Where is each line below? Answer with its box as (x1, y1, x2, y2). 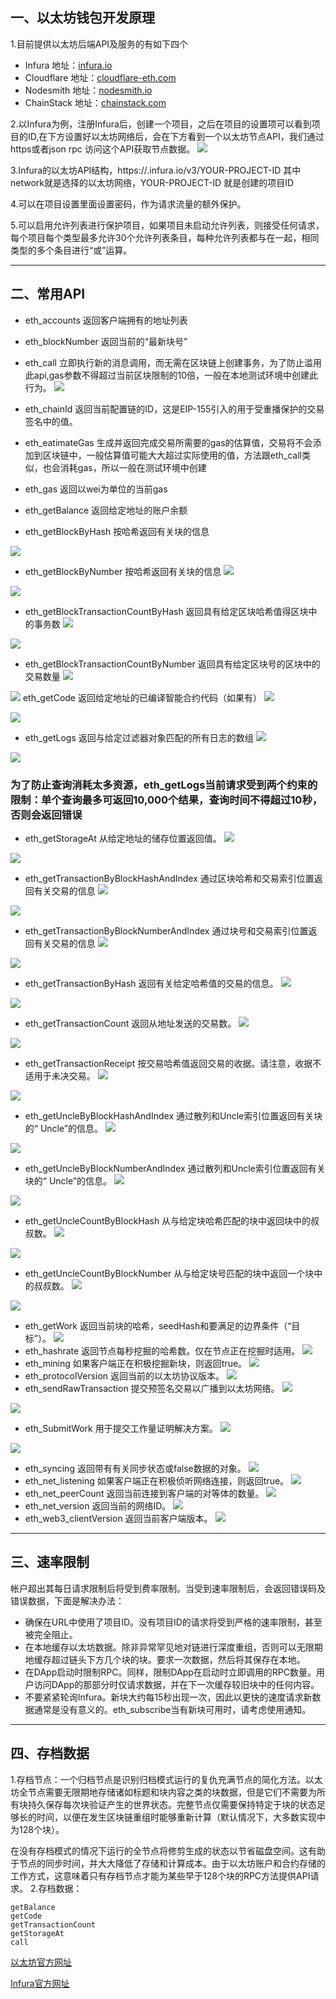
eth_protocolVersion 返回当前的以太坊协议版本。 (24, 1369, 225, 1382)
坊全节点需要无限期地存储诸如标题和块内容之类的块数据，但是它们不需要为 (10, 1786, 317, 1798)
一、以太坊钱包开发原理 (10, 9, 155, 27)
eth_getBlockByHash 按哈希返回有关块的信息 (24, 525, 210, 537)
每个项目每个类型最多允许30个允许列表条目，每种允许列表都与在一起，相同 (10, 231, 320, 243)
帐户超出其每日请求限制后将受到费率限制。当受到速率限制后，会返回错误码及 (10, 1582, 326, 1594)
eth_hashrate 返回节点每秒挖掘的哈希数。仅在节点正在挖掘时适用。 (24, 1344, 301, 1357)
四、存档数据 (10, 1745, 90, 1762)
